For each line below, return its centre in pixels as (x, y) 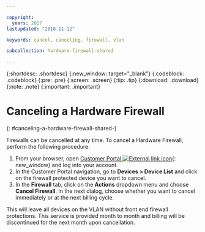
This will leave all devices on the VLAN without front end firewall (87, 209)
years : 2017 (27, 23)
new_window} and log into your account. (66, 165)
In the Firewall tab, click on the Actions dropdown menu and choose (102, 185)
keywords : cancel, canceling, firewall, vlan (65, 40)
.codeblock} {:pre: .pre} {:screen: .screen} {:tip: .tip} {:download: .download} (102, 80)
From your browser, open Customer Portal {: (95, 159)
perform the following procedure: (48, 147)
